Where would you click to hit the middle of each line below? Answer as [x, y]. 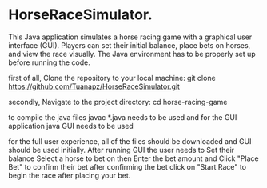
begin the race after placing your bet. [70, 175]
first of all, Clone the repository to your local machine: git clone [112, 78]
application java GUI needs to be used [71, 126]
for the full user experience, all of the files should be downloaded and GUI [130, 141]
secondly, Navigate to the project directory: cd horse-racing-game [118, 102]
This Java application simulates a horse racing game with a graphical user [130, 37]
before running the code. [49, 62]
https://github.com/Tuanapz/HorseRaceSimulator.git [94, 86]
